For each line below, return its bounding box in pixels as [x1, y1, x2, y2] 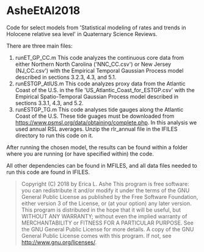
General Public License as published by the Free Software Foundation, [21, 193, 199, 200]
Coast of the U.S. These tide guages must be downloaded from [15, 112, 175, 120]
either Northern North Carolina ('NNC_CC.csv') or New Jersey [15, 60, 172, 68]
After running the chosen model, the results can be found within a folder [6, 143, 188, 151]
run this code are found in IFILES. [6, 168, 90, 176]
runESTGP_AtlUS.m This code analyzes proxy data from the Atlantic [15, 80, 186, 87]
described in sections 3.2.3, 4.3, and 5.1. [15, 73, 117, 81]
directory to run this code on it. [15, 132, 93, 139]
